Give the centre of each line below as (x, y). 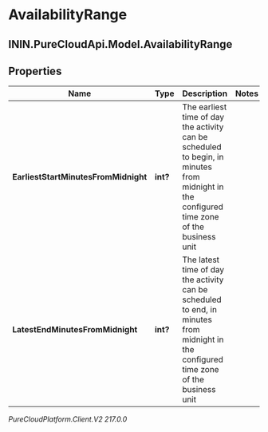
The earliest (205, 107)
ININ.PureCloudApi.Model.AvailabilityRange (120, 44)
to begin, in (203, 157)
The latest (201, 260)
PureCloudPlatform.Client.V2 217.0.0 (68, 419)
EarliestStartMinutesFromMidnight (80, 177)
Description (205, 93)
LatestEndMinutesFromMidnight (75, 330)
